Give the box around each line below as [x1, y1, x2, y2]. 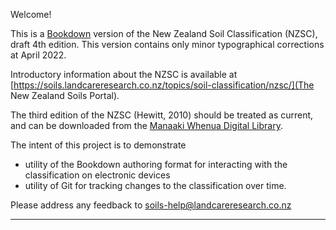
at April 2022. [10, 49, 67, 61]
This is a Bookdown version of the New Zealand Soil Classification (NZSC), [10, 28, 318, 39]
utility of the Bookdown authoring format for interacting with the [24, 159, 288, 170]
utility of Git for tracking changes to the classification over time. [24, 180, 287, 191]
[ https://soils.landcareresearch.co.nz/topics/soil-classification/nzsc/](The [10, 79, 315, 91]
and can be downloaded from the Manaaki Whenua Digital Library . [10, 120, 283, 131]
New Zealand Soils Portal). [10, 90, 120, 101]
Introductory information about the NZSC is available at [10, 69, 238, 80]
